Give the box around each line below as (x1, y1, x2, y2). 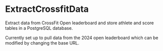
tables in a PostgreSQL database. (5, 25, 73, 31)
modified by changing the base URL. (5, 40, 80, 46)
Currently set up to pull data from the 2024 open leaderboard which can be (5, 35, 159, 41)
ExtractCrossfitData (5, 3, 89, 15)
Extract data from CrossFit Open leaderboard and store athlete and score (5, 20, 154, 26)
